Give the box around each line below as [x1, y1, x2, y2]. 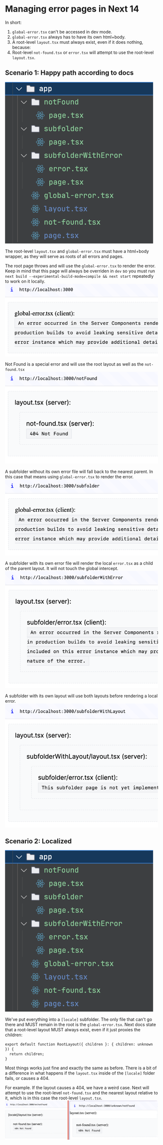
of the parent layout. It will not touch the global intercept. [5, 565, 119, 571]
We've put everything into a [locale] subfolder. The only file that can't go [5, 1016, 152, 1023]
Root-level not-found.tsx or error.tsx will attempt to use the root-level [12, 50, 154, 55]
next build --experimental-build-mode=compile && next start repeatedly [5, 273, 154, 279]
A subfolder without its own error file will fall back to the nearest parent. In [5, 469, 153, 474]
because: [12, 44, 31, 50]
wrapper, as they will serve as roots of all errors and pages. [5, 253, 124, 259]
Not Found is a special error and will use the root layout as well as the [5, 361, 144, 367]
